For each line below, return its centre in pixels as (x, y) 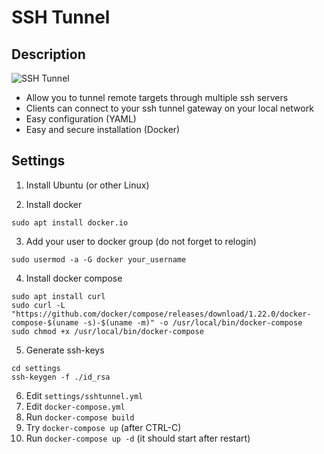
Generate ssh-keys (65, 350)
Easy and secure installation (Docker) (103, 129)
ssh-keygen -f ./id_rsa (61, 377)
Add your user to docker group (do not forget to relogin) (141, 241)
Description (48, 54)
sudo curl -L (38, 305)
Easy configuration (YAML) (81, 119)
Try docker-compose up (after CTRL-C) (103, 427)
